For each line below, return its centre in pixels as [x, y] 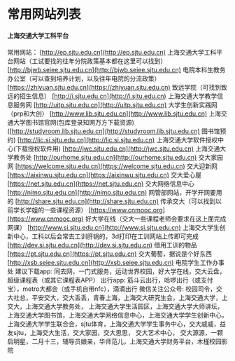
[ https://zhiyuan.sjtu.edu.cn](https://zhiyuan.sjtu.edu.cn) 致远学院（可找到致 [117, 88]
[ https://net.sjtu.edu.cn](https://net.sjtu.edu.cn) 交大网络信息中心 [101, 184]
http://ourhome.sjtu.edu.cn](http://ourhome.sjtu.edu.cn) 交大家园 [130, 158]
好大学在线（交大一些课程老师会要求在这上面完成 [156, 219]
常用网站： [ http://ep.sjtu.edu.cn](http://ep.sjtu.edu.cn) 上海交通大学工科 [112, 53]
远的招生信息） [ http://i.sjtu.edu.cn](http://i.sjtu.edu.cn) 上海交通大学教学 [112, 96]
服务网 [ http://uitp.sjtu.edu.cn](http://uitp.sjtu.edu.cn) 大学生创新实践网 [115, 105]
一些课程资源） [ [67, 210]
